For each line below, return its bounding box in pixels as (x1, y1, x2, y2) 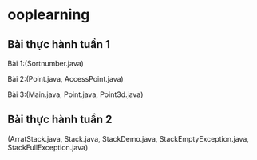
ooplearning (7, 6, 90, 24)
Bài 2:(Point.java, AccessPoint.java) (7, 74, 125, 83)
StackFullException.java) (7, 142, 89, 152)
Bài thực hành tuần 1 (7, 38, 111, 51)
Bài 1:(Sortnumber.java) (7, 58, 85, 68)
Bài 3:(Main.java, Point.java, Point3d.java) (7, 90, 144, 99)
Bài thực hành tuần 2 (7, 113, 113, 126)
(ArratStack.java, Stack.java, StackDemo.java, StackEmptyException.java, (7, 134, 249, 143)
